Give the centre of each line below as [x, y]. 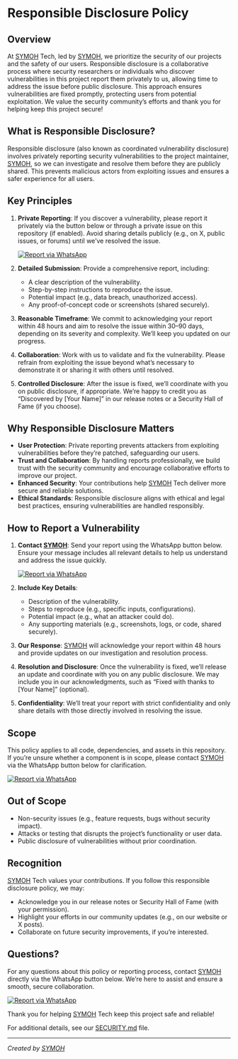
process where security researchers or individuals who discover [101, 71]
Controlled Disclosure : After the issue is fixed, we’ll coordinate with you [123, 383]
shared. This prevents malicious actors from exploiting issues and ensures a [118, 171]
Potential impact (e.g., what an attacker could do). [101, 617]
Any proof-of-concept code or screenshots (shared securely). [119, 304]
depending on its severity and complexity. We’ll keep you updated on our [124, 333]
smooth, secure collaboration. [51, 986]
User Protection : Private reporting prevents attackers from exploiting [118, 446]
